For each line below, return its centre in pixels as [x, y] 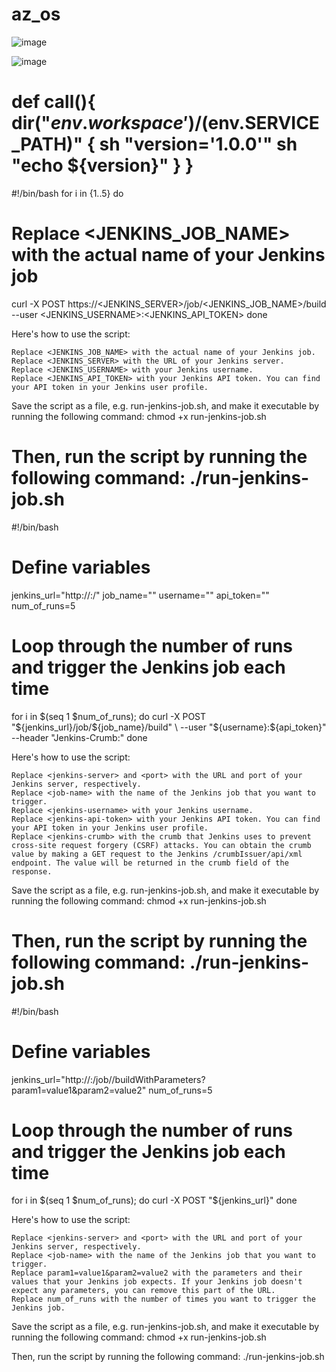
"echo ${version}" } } [102, 165]
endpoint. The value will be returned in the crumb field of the [150, 863]
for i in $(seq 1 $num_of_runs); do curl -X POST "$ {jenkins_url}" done [154, 1200]
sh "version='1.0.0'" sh [198, 144]
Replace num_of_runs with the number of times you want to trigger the [163, 1299]
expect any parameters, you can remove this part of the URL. [143, 1291]
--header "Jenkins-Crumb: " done [79, 737]
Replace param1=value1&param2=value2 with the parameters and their [157, 1273]
